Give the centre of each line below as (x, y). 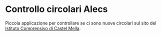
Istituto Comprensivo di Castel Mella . (43, 28)
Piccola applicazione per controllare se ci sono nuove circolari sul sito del (81, 23)
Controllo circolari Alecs (56, 9)
